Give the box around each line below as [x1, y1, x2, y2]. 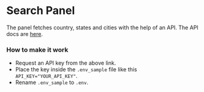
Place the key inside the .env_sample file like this [15, 66, 137, 73]
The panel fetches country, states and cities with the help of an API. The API [6, 24, 199, 31]
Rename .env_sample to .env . [15, 79, 89, 86]
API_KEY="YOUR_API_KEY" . [15, 73, 78, 80]
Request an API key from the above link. [15, 59, 116, 67]
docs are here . [6, 30, 43, 37]
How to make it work [6, 45, 69, 54]
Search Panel [6, 4, 75, 18]
